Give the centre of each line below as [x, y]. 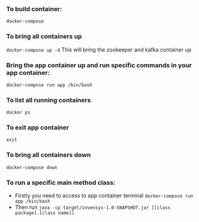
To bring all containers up [44, 37]
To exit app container [38, 128]
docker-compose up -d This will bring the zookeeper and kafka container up [99, 49]
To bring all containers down [49, 155]
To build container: [34, 9]
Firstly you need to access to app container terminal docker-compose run [104, 196]
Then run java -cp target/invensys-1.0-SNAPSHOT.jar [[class [93, 207]
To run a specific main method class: [61, 182]
